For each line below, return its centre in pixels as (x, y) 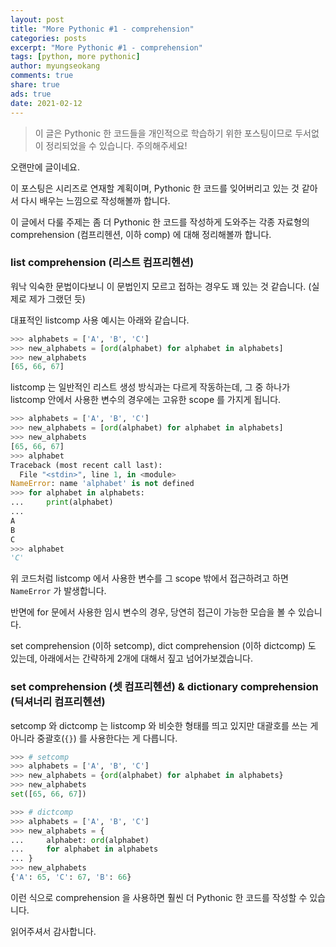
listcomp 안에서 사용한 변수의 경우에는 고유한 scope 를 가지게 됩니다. (146, 400)
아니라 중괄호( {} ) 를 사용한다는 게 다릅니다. (94, 738)
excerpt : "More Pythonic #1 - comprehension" (106, 47)
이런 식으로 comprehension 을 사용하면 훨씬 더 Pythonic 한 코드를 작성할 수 (159, 897)
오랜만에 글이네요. (45, 167)
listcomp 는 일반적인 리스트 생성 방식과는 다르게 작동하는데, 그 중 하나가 (150, 387)
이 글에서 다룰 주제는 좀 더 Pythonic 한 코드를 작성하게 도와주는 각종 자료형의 (160, 222)
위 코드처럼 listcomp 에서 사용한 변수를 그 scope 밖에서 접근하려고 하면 (149, 578)
